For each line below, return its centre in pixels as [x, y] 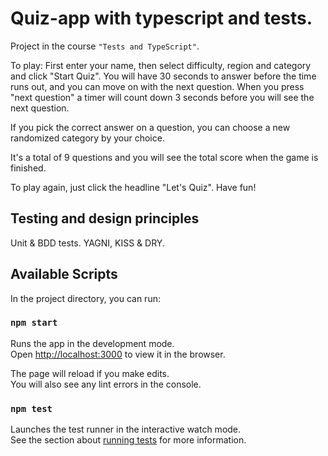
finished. [28, 168]
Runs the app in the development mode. [92, 343]
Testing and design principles [105, 218]
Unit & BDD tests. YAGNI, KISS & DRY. [87, 243]
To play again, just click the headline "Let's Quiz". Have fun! [133, 187]
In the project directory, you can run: [85, 298]
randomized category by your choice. [87, 138]
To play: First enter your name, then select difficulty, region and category [161, 65]
